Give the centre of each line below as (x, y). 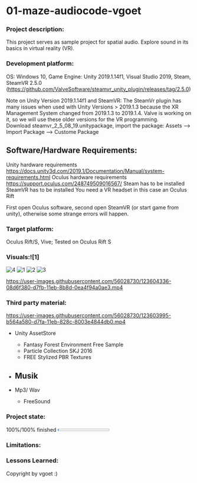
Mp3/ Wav (27, 390)
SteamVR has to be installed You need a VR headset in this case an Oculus (97, 189)
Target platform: (30, 229)
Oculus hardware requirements (89, 177)
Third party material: (36, 303)
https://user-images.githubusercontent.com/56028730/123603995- (88, 316)
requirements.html (28, 177)
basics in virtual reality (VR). (40, 48)
